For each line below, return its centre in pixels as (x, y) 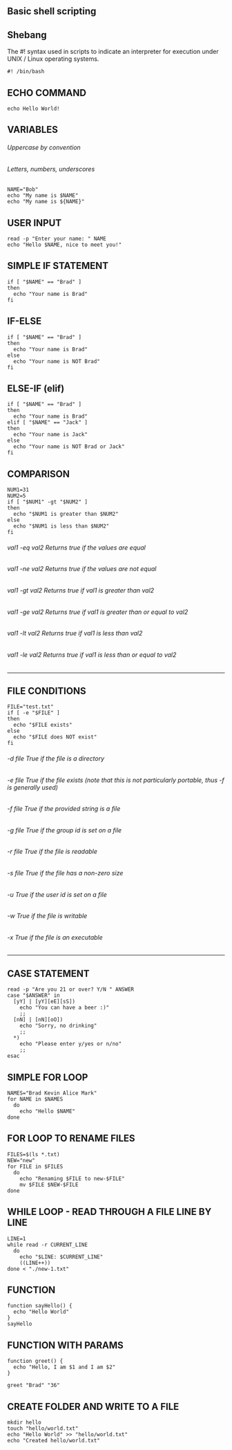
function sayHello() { (40, 1306)
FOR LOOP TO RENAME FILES (71, 1138)
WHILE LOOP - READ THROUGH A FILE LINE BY (109, 1212)
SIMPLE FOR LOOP (48, 1077)
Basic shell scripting (52, 11)
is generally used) (33, 787)
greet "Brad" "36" (33, 1386)
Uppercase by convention (44, 147)
